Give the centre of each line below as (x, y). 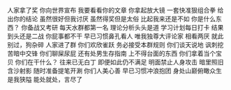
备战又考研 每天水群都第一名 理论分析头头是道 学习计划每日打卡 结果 (125, 27)
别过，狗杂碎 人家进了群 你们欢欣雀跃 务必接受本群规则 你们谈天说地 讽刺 (112, 45)
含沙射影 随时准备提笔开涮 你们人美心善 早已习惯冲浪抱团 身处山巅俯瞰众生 (114, 71)
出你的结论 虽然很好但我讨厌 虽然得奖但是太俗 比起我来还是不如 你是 (105, 19)
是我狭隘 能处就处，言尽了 (45, 79)
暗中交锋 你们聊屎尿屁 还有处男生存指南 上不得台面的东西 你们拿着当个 (114, 53)
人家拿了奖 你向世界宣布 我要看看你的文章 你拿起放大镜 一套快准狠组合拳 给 (115, 10)
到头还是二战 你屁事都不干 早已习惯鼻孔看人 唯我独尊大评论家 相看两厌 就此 (115, 36)
